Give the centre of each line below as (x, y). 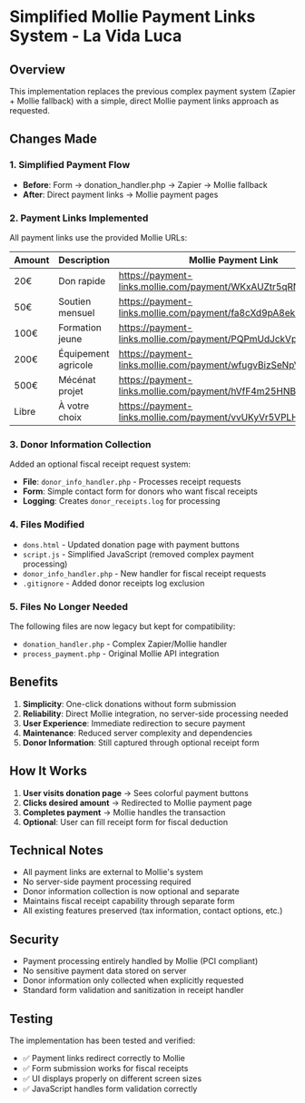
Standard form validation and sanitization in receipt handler (133, 990)
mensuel (77, 312)
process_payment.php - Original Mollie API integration (121, 653)
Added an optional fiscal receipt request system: (100, 464)
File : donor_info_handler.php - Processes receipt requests (132, 482)
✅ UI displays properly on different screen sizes (112, 1078)
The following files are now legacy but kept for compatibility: (123, 626)
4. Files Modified (47, 525)
